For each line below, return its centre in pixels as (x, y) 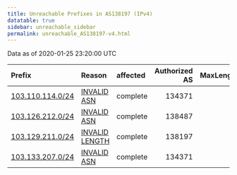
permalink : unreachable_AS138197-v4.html (69, 34)
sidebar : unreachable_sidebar (52, 27)
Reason (94, 76)
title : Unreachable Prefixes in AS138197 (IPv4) (80, 14)
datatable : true (31, 20)
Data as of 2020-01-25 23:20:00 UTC (62, 54)
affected (131, 76)
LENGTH (95, 141)
